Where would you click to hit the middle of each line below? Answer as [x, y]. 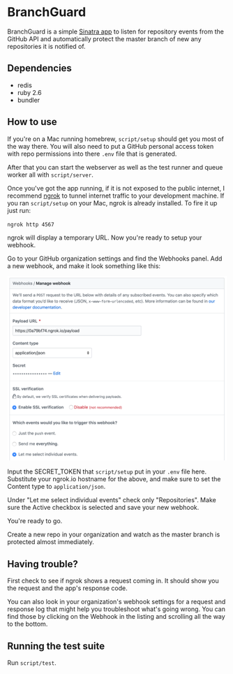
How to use [32, 122]
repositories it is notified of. [46, 46]
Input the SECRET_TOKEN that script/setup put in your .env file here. [107, 471]
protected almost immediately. [51, 542]
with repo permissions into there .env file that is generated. [92, 154]
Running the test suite [56, 646]
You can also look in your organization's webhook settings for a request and [116, 602]
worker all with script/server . [51, 175]
